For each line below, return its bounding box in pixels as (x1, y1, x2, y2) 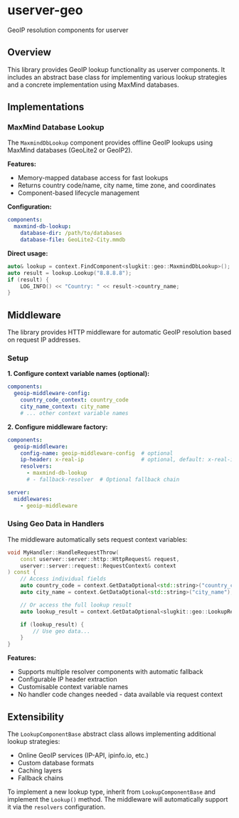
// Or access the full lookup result (20, 601, 132, 609)
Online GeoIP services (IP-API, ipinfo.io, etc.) (17, 751, 149, 760)
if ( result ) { (7, 276, 50, 283)
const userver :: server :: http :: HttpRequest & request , (20, 555, 180, 562)
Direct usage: (7, 248, 48, 258)
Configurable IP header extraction (17, 675, 117, 683)
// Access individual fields (20, 575, 107, 582)
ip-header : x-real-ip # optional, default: (20, 456, 205, 463)
